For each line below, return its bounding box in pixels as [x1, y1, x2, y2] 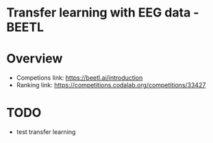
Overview [6, 51, 63, 67]
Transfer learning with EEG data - [6, 5, 199, 21]
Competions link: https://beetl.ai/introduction [16, 74, 143, 82]
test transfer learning [16, 128, 76, 136]
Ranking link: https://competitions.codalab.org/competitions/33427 [16, 81, 206, 89]
